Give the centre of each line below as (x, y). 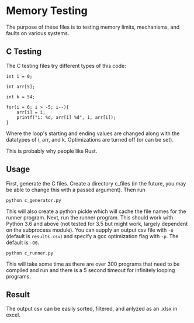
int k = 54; (20, 97)
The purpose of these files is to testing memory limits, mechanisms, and (93, 27)
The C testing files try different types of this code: (66, 66)
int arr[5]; (20, 87)
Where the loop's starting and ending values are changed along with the (93, 133)
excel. (13, 315)
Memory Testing (47, 11)
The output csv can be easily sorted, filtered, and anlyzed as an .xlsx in (92, 309)
